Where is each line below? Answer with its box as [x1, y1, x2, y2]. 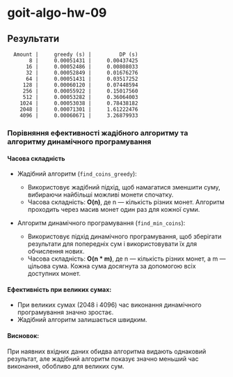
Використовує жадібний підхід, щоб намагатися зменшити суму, [27, 183, 220, 192]
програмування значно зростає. [17, 308, 114, 316]
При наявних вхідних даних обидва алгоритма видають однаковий [7, 347, 207, 355]
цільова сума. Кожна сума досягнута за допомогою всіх [27, 262, 196, 270]
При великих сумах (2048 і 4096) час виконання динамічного [17, 301, 202, 309]
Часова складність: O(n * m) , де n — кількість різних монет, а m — [27, 254, 226, 263]
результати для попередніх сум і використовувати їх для [27, 240, 197, 248]
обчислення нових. [27, 247, 85, 256]
